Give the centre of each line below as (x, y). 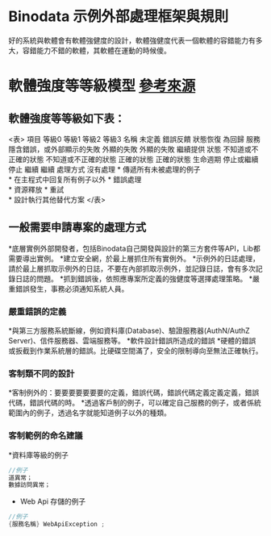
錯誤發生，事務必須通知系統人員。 (72, 289)
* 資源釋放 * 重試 (36, 189)
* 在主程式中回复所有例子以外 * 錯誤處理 (75, 179)
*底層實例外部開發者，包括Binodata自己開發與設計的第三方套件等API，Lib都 (134, 248)
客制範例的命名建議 (46, 436)
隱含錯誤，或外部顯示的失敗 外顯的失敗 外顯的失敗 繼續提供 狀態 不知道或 (130, 149)
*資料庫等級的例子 (39, 455)
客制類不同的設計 (42, 373)
